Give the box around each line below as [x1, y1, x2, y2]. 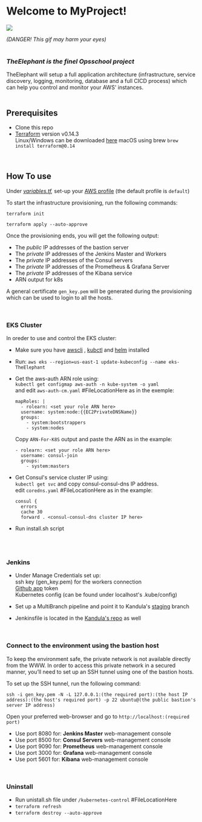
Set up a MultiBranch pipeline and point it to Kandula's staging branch [15, 603, 189, 610]
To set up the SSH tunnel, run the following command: [6, 680, 141, 687]
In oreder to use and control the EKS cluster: [6, 335, 117, 342]
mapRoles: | [15, 398, 45, 405]
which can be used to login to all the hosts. [6, 294, 113, 301]
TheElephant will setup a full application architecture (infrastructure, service [6, 71, 196, 78]
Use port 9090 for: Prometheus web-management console [15, 743, 163, 750]
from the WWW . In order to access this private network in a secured [6, 662, 176, 669]
